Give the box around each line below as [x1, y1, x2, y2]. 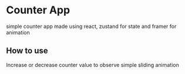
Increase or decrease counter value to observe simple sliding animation [6, 61, 179, 68]
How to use [6, 46, 48, 56]
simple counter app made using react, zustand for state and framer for [6, 23, 177, 30]
